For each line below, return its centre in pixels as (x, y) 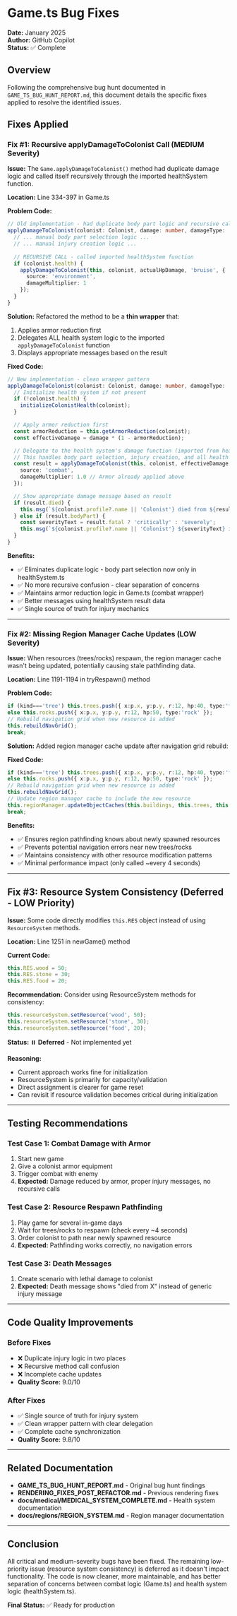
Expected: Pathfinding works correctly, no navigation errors (105, 1245)
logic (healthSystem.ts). (42, 1591)
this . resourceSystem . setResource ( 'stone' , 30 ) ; (79, 1022)
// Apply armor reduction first (61, 425)
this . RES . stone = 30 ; (39, 975)
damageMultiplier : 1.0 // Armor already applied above (102, 477)
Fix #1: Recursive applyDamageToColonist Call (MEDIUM (106, 145)
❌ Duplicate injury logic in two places (72, 1358)
